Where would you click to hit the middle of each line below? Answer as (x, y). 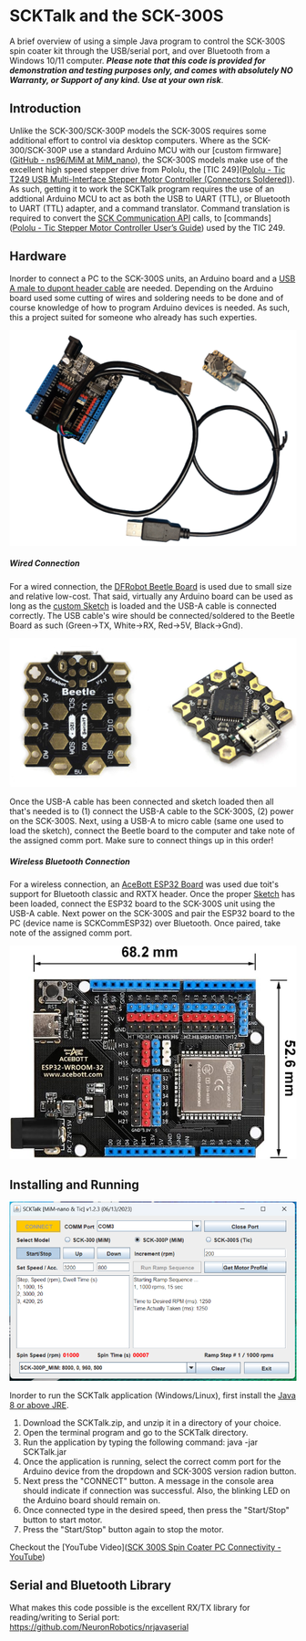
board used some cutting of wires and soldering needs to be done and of (147, 298)
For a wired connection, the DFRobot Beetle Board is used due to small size (151, 586)
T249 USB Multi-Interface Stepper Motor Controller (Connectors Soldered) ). (153, 179)
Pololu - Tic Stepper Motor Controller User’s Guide (107, 227)
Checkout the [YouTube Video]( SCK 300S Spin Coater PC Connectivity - (146, 1547)
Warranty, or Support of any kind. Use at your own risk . (117, 79)
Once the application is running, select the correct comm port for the (152, 1461)
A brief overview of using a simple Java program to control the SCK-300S (148, 41)
